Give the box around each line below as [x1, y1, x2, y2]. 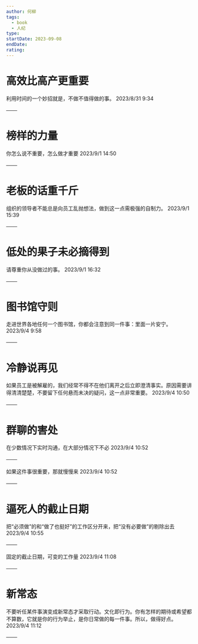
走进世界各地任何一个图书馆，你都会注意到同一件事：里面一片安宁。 [6, 321, 171, 328]
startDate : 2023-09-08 [6, 36, 62, 42]
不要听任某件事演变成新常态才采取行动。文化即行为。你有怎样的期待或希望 [6, 608, 187, 615]
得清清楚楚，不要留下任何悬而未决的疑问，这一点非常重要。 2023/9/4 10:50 [6, 389, 190, 396]
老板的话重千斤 [6, 184, 79, 198]
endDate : [6, 42, 28, 48]
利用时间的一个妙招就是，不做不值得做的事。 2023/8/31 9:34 [6, 95, 154, 102]
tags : [6, 14, 19, 20]
